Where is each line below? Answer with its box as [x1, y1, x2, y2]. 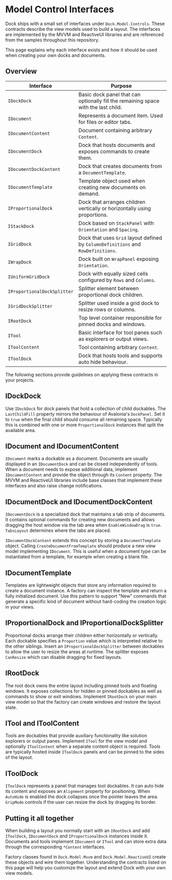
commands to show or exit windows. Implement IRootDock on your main [5, 693, 157, 699]
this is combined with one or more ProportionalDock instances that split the [5, 421, 164, 428]
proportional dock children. [78, 291, 144, 298]
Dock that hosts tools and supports [78, 352, 163, 359]
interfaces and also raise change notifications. [5, 483, 103, 489]
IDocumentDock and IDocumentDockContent [5, 498, 153, 506]
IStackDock [8, 223, 34, 229]
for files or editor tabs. [78, 118, 132, 125]
